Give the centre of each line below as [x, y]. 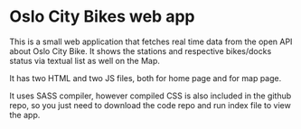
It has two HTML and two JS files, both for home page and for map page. [146, 78]
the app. [25, 115]
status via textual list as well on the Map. [85, 60]
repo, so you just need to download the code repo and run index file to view [150, 105]
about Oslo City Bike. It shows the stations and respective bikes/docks [141, 51]
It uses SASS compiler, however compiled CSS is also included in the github [150, 96]
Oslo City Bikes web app [102, 17]
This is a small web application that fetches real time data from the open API [151, 41]
